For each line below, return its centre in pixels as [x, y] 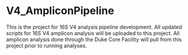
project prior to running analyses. [47, 46]
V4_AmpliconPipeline [60, 11]
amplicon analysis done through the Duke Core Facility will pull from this [94, 39]
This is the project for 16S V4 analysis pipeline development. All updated [94, 27]
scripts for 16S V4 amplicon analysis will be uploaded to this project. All [93, 33]
